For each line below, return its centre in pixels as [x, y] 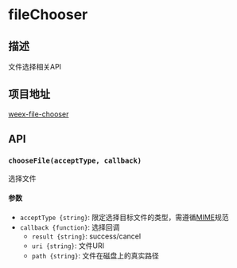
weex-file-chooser [39, 114]
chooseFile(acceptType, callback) [75, 161]
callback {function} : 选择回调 [70, 227]
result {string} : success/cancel [86, 236]
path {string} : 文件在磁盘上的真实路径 [95, 255]
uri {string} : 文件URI [68, 246]
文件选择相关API [35, 67]
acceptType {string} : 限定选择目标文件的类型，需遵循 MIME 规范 [124, 217]
